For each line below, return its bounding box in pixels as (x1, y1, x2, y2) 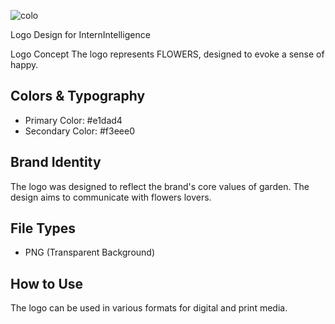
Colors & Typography (10, 88, 146, 105)
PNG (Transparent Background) (24, 246, 156, 259)
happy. (10, 59, 39, 70)
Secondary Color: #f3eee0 (24, 125, 135, 137)
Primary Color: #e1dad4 (24, 114, 123, 126)
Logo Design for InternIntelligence (10, 29, 151, 40)
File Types (10, 220, 77, 237)
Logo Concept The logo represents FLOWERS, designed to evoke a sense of (10, 48, 325, 60)
